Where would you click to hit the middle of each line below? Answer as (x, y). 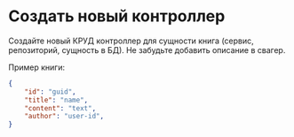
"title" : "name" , (56, 100)
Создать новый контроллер (117, 16)
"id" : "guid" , (50, 91)
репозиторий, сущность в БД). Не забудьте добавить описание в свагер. (147, 49)
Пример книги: (37, 67)
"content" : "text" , (60, 108)
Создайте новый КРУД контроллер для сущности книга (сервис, (131, 41)
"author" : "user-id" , (64, 117)
